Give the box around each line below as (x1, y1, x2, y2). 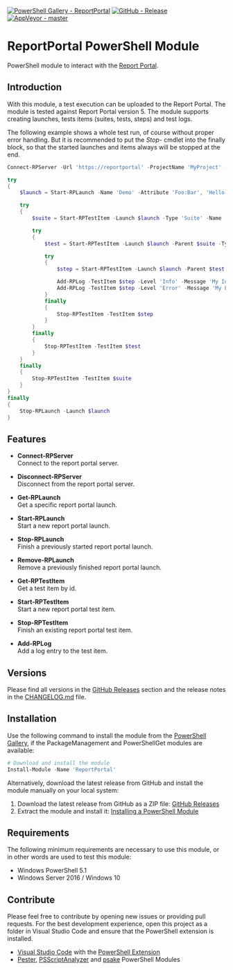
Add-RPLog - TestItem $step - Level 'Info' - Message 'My (56, 278, 218, 285)
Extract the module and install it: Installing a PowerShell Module (17, 807, 199, 815)
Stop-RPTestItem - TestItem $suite (32, 375, 132, 382)
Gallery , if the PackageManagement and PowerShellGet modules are (7, 738, 203, 747)
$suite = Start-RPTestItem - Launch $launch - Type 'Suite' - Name (32, 215, 222, 222)
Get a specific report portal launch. (17, 501, 118, 509)
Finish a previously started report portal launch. (17, 542, 153, 551)
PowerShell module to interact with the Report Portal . (7, 61, 159, 70)
